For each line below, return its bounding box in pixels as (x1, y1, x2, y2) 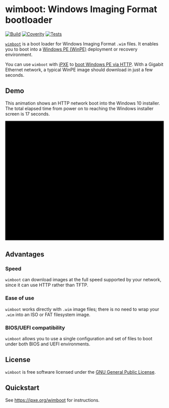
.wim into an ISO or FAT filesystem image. (5, 312, 91, 318)
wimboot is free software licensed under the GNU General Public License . (5, 369, 156, 375)
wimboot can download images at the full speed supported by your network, (5, 277, 162, 283)
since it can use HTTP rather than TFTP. (5, 282, 89, 288)
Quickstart (5, 384, 40, 392)
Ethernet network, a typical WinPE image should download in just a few (5, 67, 153, 73)
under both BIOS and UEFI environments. (5, 341, 91, 347)
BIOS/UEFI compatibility (5, 324, 65, 331)
